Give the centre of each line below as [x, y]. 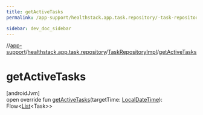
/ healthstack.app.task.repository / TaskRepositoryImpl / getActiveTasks [111, 52]
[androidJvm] [23, 93]
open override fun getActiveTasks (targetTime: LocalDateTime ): [85, 100]
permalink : [20, 18]
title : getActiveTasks [35, 12]
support [16, 52]
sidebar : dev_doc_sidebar [39, 28]
